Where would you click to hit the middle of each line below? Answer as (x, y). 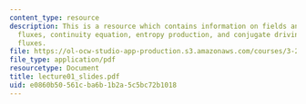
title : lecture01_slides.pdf (65, 77)
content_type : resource (55, 18)
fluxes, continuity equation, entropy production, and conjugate (144, 34)
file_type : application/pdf (63, 60)
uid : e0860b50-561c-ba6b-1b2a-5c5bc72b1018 (93, 85)
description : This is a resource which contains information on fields (148, 26)
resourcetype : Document (55, 69)
